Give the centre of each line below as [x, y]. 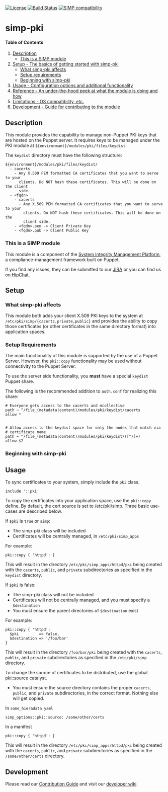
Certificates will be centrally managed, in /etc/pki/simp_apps [76, 536]
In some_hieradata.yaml [29, 708]
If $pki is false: [20, 585]
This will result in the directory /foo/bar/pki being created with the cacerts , [84, 652]
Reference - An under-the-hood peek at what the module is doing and [85, 91]
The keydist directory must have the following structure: [64, 155]
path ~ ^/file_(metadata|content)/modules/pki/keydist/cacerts [73, 410]
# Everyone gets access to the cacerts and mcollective [65, 406]
